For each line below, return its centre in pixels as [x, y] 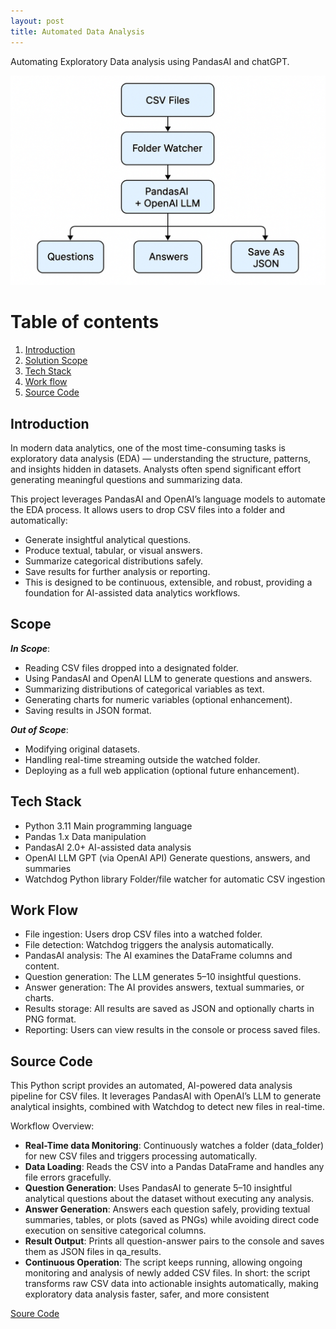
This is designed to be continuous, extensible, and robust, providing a [168, 582]
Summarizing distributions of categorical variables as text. [144, 689]
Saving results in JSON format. [88, 710]
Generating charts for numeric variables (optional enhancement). [158, 699]
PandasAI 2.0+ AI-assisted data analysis [108, 847]
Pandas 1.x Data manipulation [85, 836]
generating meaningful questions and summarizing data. [126, 479]
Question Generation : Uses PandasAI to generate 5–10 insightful [158, 1188]
